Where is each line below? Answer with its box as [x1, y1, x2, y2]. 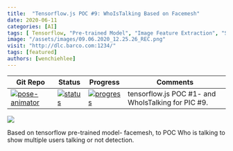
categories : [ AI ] [7, 23, 58, 30]
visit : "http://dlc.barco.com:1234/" [7, 42, 116, 49]
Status [58, 77, 81, 87]
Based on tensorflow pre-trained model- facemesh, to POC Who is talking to [7, 128, 225, 136]
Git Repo [16, 77, 45, 87]
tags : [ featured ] [7, 49, 58, 56]
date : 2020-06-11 [7, 17, 58, 24]
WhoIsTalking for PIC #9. [127, 98, 209, 107]
